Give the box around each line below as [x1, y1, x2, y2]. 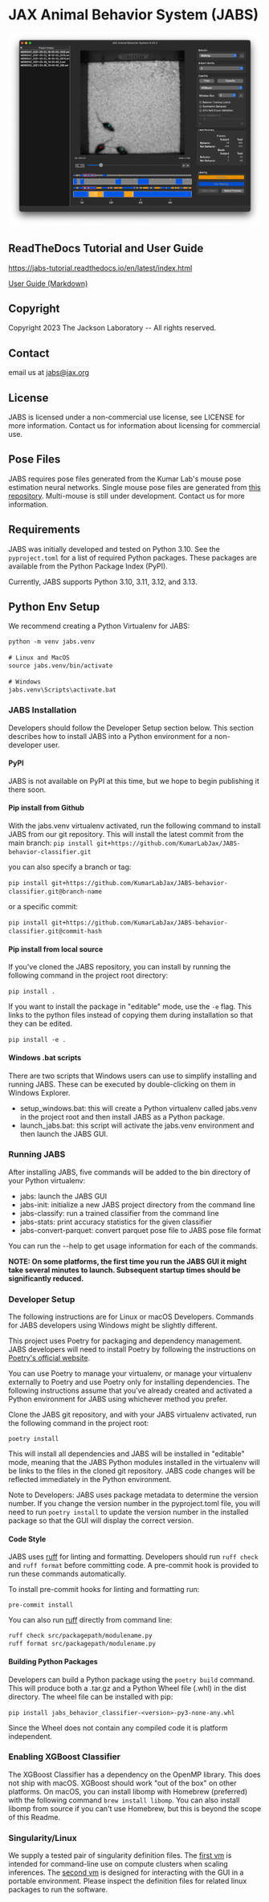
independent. [8, 1731, 53, 1741]
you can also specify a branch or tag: [8, 862, 132, 872]
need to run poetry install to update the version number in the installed [8, 1508, 249, 1517]
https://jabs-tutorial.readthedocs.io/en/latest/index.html [8, 263, 193, 272]
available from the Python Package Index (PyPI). [8, 561, 169, 571]
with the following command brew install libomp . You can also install [8, 1795, 240, 1805]
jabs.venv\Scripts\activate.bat [8, 686, 116, 694]
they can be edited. [8, 1018, 72, 1029]
